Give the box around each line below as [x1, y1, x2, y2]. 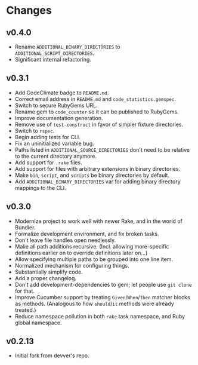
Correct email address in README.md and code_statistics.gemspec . [14, 95, 176, 102]
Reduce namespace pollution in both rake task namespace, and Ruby [14, 312, 185, 320]
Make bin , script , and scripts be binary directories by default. [14, 171, 170, 179]
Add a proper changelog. [14, 274, 76, 281]
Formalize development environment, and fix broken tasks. [14, 230, 159, 237]
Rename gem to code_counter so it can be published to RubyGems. [14, 108, 179, 115]
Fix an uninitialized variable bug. [14, 140, 94, 147]
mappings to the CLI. [14, 184, 67, 191]
